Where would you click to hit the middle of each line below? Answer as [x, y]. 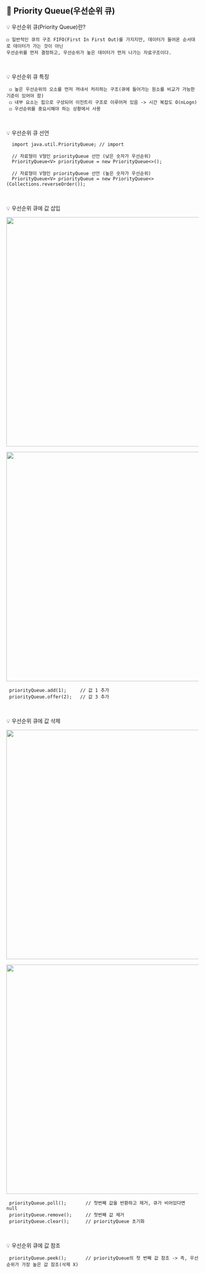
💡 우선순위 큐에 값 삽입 [34, 208]
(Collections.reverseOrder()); [46, 184]
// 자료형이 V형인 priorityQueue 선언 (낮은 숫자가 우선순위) [81, 156]
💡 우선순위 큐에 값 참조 [34, 1245]
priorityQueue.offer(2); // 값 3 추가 [59, 697]
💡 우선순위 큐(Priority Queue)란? [46, 27]
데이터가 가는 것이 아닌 [38, 46]
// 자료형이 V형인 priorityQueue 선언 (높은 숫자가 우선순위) [81, 173]
